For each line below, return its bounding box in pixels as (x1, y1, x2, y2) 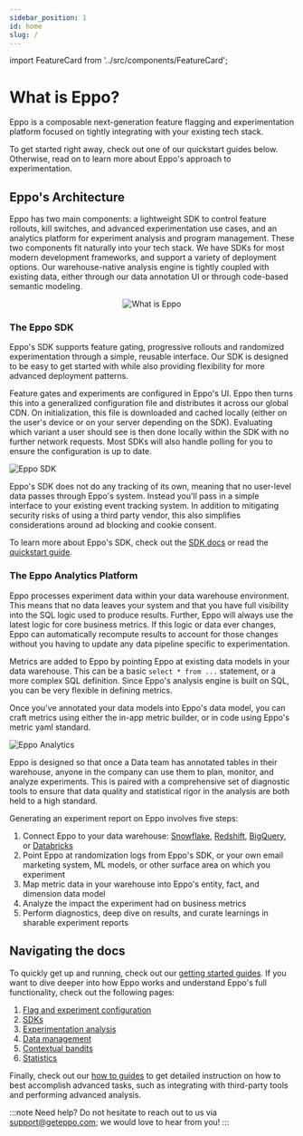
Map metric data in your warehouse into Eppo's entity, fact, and (22, 879, 260, 889)
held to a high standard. (9, 795, 98, 806)
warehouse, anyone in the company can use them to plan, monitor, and (9, 766, 274, 777)
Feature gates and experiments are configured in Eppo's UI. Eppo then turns (9, 388, 294, 399)
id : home (9, 22, 43, 31)
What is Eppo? (9, 87, 120, 107)
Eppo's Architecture (9, 189, 125, 205)
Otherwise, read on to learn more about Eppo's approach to (9, 153, 232, 164)
